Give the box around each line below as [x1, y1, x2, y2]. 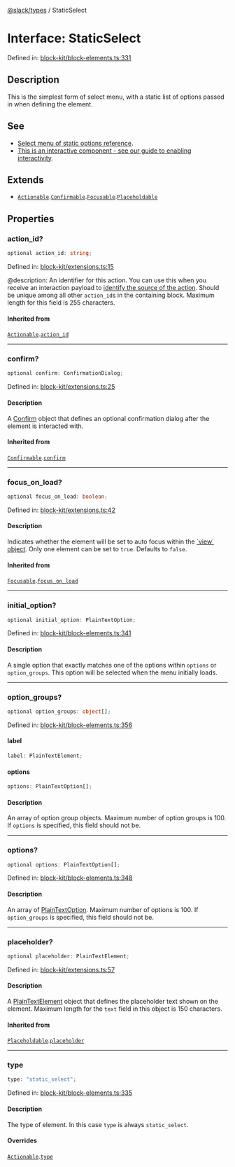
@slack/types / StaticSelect [7, 6, 87, 14]
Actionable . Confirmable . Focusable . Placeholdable [17, 193, 158, 201]
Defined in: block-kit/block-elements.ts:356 [7, 721, 133, 729]
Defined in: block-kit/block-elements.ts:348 [7, 873, 133, 882]
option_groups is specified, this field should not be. [7, 913, 154, 921]
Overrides [7, 1136, 37, 1145]
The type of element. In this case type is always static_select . [7, 1120, 189, 1128]
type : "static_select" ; [7, 1076, 77, 1083]
